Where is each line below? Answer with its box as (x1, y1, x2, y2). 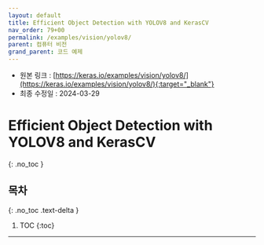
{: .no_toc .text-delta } (8, 205, 79, 214)
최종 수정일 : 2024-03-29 (19, 89, 100, 98)
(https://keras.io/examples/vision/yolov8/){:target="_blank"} (19, 79, 214, 89)
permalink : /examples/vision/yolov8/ (8, 33, 132, 42)
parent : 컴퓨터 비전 (8, 41, 68, 49)
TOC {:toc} (19, 221, 55, 230)
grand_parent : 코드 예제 (8, 48, 83, 56)
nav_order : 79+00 (8, 26, 65, 34)
